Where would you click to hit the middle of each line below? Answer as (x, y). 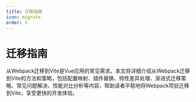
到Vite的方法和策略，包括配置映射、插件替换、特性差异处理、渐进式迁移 (94, 78)
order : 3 (17, 22)
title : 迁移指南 (24, 11)
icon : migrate (24, 17)
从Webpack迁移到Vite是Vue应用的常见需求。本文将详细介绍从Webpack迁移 (98, 71)
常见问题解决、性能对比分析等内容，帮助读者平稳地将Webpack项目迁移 (103, 85)
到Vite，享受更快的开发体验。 (42, 93)
